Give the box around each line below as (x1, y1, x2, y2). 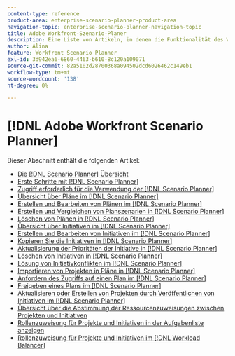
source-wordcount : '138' (7, 75, 80, 83)
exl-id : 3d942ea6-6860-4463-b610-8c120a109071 (7, 56, 145, 63)
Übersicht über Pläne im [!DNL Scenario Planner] (17, 192, 159, 200)
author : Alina (7, 43, 49, 50)
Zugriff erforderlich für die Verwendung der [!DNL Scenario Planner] (17, 185, 215, 193)
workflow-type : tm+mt (7, 69, 71, 76)
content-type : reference (7, 10, 80, 18)
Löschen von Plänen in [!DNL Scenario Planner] (17, 214, 155, 223)
